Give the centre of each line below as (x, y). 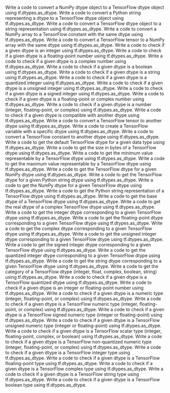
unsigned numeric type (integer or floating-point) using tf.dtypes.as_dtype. (83, 325)
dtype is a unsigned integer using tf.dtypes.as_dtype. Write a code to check (84, 88)
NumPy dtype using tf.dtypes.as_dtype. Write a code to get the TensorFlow (84, 174)
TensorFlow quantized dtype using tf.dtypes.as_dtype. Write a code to (78, 282)
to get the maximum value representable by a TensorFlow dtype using (78, 164)
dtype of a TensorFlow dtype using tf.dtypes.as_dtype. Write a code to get (83, 202)
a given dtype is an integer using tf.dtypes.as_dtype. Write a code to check (83, 51)
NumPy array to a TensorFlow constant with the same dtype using (74, 34)
